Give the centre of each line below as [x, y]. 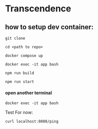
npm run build [20, 73]
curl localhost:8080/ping [32, 122]
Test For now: [19, 113]
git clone [15, 38]
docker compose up [24, 56]
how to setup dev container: [49, 27]
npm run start [20, 82]
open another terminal [28, 93]
